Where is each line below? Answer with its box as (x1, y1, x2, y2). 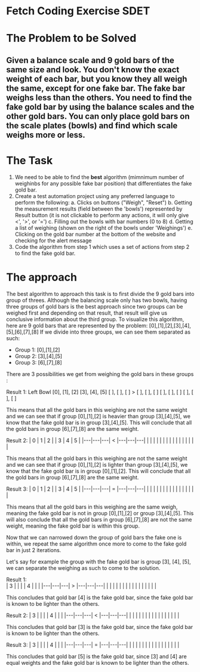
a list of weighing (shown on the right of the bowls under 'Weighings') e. (14, 224, 193, 231)
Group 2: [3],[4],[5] (14, 352, 63, 359)
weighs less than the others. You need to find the (6, 93, 192, 103)
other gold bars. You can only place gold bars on (6, 111, 190, 121)
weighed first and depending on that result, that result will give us (6, 309, 168, 316)
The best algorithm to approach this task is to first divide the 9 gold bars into (6, 290, 195, 297)
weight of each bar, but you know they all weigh (6, 73, 187, 84)
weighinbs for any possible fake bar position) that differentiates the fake (14, 180, 192, 187)
